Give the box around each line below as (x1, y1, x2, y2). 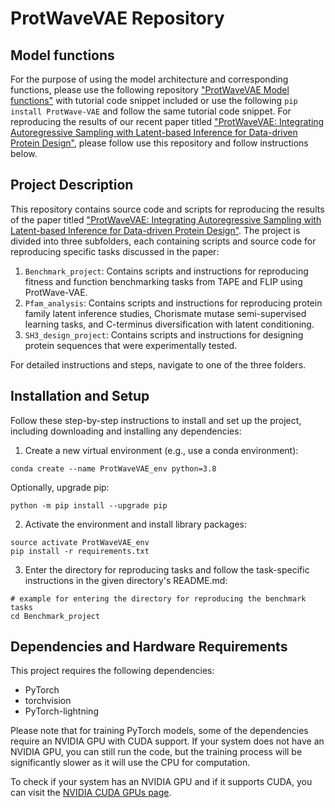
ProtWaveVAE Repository (10, 7, 225, 30)
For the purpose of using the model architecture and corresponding (10, 73, 289, 85)
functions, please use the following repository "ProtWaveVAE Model (10, 84, 290, 96)
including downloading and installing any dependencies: (10, 425, 242, 437)
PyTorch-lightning (24, 705, 99, 717)
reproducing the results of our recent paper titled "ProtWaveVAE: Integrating (10, 116, 325, 127)
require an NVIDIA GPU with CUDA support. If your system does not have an (10, 735, 325, 747)
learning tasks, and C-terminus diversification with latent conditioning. (24, 318, 315, 330)
